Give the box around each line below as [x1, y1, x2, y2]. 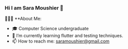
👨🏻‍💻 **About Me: [4, 16, 42, 22]
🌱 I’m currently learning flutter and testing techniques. [11, 33, 123, 39]
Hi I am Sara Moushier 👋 [4, 4, 63, 11]
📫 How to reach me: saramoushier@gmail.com [11, 38, 109, 44]
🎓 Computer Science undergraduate [11, 26, 89, 32]
